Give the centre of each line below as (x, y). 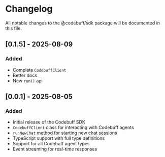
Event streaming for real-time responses (55, 149)
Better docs (25, 75)
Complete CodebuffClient (39, 70)
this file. (13, 28)
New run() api (28, 81)
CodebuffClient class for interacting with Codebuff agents (73, 128)
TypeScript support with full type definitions (59, 138)
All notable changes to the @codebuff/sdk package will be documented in (83, 23)
